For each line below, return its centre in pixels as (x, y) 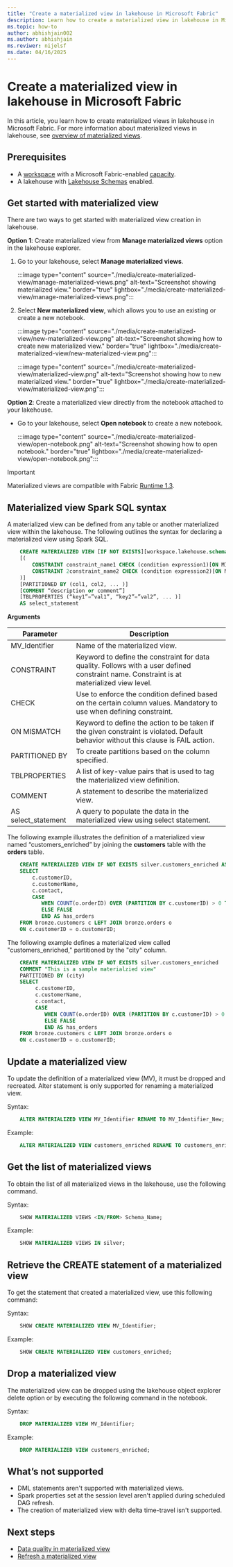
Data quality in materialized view (63, 1549)
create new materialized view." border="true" (82, 346)
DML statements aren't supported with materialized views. (101, 1488)
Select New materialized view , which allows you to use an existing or (116, 310)
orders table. (26, 852)
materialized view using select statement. (143, 820)
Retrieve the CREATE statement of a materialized (114, 1265)
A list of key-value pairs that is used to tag (145, 771)
